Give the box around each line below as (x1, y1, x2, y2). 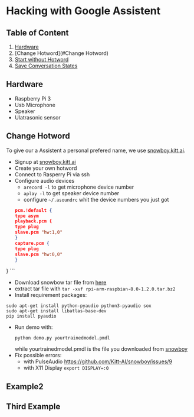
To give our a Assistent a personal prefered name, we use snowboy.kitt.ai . (6, 147, 186, 154)
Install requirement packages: (14, 292, 87, 299)
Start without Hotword (14, 56, 69, 63)
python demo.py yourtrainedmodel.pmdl (14, 335, 110, 341)
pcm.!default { (14, 207, 52, 214)
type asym (14, 213, 40, 219)
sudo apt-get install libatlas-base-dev (6, 308, 107, 314)
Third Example (6, 402, 61, 412)
